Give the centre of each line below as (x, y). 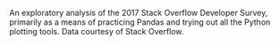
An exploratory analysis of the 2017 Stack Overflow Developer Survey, (139, 13)
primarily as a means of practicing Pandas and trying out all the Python (140, 22)
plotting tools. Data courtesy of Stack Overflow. (97, 31)
